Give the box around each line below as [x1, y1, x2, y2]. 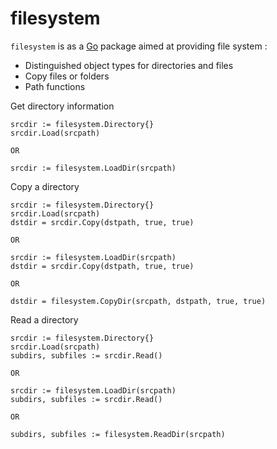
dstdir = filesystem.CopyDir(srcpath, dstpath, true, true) [10, 296, 267, 306]
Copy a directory [10, 180, 80, 192]
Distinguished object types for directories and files [24, 59, 234, 71]
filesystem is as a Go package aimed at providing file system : [10, 40, 268, 52]
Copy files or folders [24, 70, 110, 82]
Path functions [24, 80, 86, 92]
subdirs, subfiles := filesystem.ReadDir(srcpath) [10, 429, 226, 439]
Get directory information [10, 100, 115, 112]
